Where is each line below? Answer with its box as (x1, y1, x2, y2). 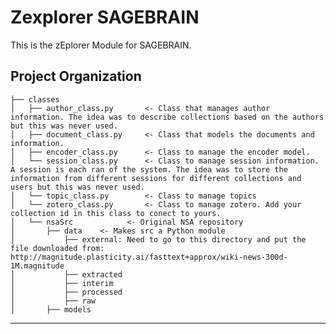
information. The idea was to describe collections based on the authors (10, 112, 325, 122)
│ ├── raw (10, 296, 97, 306)
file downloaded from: (10, 243, 105, 253)
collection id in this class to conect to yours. (10, 208, 222, 218)
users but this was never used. (10, 182, 145, 192)
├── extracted (63, 269, 123, 280)
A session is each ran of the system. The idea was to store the (10, 164, 288, 175)
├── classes (10, 94, 60, 105)
